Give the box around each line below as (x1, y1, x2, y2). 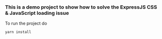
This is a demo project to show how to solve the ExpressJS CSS (5, 4, 158, 10)
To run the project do (5, 20, 48, 26)
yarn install (5, 30, 32, 35)
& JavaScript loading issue (5, 10, 69, 16)
